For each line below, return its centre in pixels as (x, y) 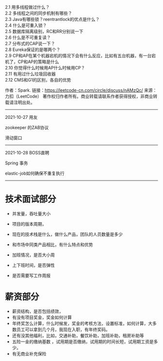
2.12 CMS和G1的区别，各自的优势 (38, 80)
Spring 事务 (16, 163)
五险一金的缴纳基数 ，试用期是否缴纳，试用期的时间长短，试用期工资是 (83, 342)
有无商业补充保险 (29, 354)
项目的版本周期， (29, 224)
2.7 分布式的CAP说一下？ (30, 43)
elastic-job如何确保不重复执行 (35, 173)
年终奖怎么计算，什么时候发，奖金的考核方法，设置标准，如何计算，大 (82, 323)
